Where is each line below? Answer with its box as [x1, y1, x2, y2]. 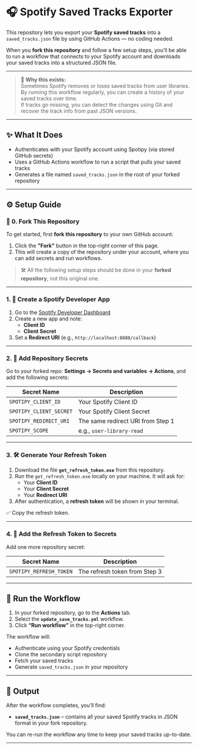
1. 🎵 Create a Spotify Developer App [6, 295, 110, 303]
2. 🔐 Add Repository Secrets [6, 354, 88, 362]
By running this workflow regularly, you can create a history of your [20, 89, 184, 96]
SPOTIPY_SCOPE [9, 427, 49, 434]
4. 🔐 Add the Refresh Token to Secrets [6, 530, 117, 538]
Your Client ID [23, 479, 58, 486]
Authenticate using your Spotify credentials [14, 645, 120, 652]
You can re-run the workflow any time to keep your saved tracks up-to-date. [6, 731, 192, 738]
